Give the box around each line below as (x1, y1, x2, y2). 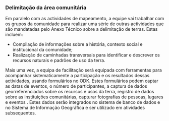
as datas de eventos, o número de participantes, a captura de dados (5, 83, 147, 89)
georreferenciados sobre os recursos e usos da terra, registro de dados (5, 89, 154, 95)
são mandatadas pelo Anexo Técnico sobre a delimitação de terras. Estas (5, 26, 158, 32)
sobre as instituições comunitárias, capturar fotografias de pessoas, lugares (5, 94, 163, 100)
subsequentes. (5, 110, 36, 116)
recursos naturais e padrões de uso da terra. (12, 57, 105, 64)
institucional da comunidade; (12, 47, 73, 53)
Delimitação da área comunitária (5, 4, 87, 11)
